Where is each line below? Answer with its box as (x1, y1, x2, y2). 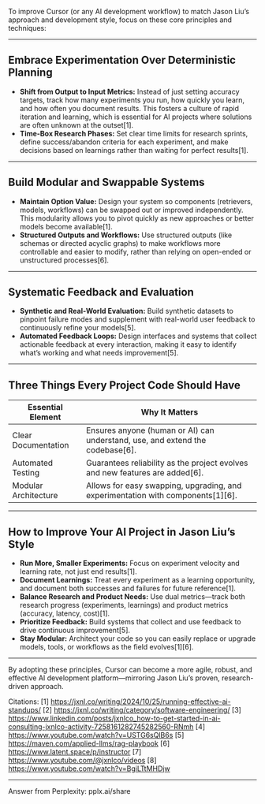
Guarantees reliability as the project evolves (85, 457, 248, 468)
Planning (8, 66, 53, 80)
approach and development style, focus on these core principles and (8, 15, 233, 24)
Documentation (12, 440, 69, 451)
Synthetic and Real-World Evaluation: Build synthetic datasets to (19, 307, 234, 316)
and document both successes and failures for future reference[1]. (19, 583, 237, 594)
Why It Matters (140, 407, 199, 418)
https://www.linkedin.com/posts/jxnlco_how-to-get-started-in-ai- (8, 713, 221, 724)
